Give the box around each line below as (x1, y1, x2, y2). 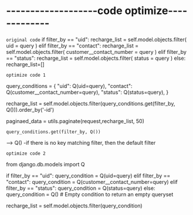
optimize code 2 (6, 151, 46, 156)
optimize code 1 (6, 72, 46, 78)
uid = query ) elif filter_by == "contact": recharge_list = (6, 42, 139, 49)
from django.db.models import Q (6, 161, 85, 168)
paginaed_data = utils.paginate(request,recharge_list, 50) (6, 117, 145, 124)
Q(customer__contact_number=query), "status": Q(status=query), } (6, 88, 169, 95)
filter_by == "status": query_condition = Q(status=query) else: (6, 185, 155, 192)
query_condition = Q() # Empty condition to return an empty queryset (6, 190, 174, 197)
